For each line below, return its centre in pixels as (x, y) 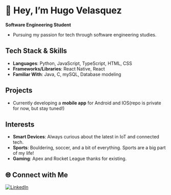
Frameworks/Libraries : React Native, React (59, 68)
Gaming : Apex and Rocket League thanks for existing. (70, 158)
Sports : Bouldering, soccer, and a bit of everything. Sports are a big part (89, 148)
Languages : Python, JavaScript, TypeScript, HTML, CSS (72, 63)
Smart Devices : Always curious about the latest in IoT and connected (86, 137)
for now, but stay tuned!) (39, 108)
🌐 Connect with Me (37, 175)
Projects (19, 90)
